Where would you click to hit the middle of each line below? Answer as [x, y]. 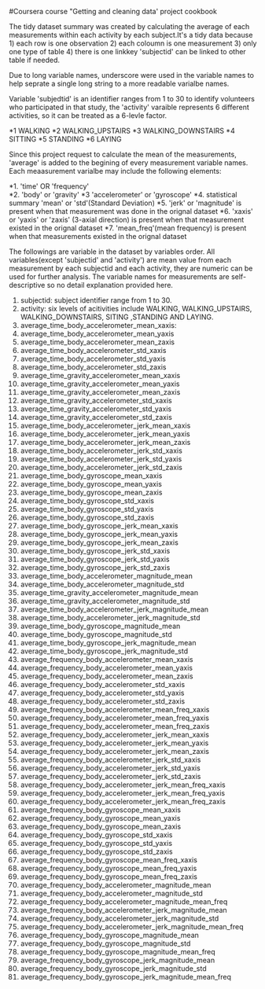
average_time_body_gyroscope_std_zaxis [87, 517]
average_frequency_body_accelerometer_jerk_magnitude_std [120, 918]
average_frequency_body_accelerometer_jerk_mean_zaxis [114, 751]
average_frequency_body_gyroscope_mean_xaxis [101, 810]
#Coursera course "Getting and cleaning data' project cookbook [113, 11]
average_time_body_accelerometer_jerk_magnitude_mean [114, 609]
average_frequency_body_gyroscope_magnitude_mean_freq [118, 952]
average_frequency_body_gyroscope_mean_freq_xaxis [109, 860]
